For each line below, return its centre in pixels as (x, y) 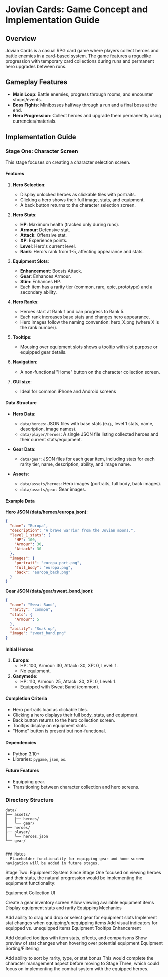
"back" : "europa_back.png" (42, 572)
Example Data (20, 501)
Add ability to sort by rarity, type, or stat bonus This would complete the (79, 958)
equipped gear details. (43, 352)
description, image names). (48, 429)
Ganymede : (25, 676)
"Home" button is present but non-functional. (59, 731)
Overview (21, 38)
